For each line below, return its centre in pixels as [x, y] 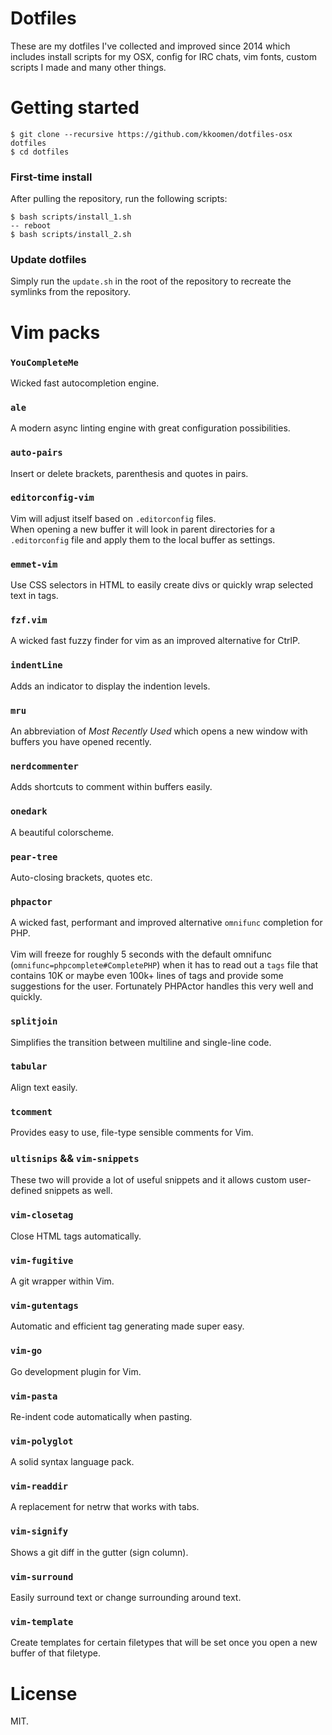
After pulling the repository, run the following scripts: [119, 199]
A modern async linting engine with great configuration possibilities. [150, 428]
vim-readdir [39, 1486]
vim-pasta [34, 1396]
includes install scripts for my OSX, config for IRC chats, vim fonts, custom [163, 56]
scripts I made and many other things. [88, 67]
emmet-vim [34, 564]
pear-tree [34, 856]
